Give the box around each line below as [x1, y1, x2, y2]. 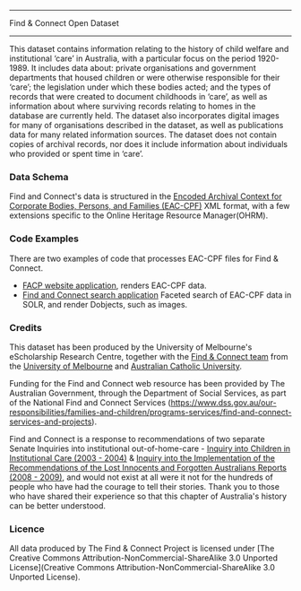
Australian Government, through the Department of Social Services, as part [9, 387, 287, 398]
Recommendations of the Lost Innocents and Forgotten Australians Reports [9, 462, 288, 473]
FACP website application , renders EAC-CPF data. [21, 280, 208, 291]
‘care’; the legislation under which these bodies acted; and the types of [9, 82, 271, 92]
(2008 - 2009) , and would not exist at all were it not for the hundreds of [9, 472, 273, 482]
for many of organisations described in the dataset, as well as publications [9, 120, 284, 130]
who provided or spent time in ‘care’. [9, 149, 144, 159]
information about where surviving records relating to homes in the [9, 100, 256, 111]
